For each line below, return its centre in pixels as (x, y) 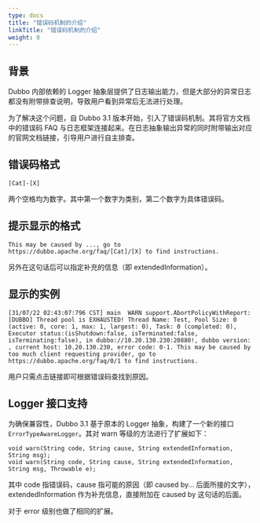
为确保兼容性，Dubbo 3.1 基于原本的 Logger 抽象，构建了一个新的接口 (121, 424)
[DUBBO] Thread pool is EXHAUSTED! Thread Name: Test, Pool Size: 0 (123, 320)
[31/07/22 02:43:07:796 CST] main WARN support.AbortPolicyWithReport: (130, 313)
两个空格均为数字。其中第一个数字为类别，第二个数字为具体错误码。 (118, 199)
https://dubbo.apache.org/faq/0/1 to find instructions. (103, 361)
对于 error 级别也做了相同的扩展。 (63, 511)
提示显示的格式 (44, 226)
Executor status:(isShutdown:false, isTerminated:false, (103, 333)
